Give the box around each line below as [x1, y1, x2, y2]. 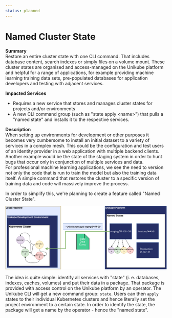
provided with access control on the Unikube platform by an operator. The [5, 285, 161, 291]
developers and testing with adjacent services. [5, 80, 104, 86]
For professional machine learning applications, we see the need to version [5, 164, 164, 170]
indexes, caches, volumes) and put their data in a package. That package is [5, 280, 165, 286]
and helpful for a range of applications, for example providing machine [5, 69, 154, 76]
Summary [5, 47, 27, 54]
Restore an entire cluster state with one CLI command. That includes [5, 53, 150, 59]
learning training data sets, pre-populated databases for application [5, 75, 148, 81]
